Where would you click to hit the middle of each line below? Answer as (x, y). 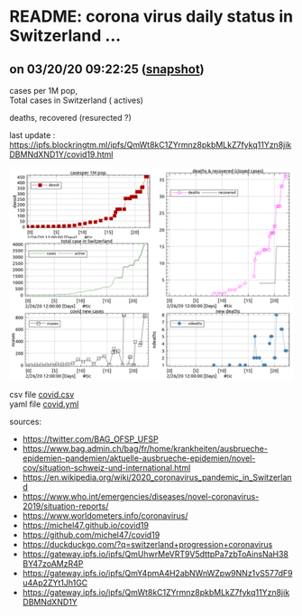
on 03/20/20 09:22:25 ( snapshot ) (107, 69)
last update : (32, 135)
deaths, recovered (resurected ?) (71, 118)
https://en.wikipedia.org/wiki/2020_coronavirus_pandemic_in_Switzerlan (157, 477)
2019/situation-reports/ (65, 506)
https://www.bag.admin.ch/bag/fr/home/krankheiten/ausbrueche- (145, 449)
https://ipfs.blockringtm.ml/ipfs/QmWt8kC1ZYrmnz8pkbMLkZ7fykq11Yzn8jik (151, 145)
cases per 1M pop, (44, 91)
